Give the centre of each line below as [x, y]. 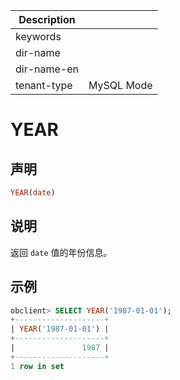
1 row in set [37, 366]
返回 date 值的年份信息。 [61, 252]
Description [47, 19]
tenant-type [44, 85]
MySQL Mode [120, 85]
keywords [38, 36]
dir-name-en [47, 69]
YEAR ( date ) [33, 193]
